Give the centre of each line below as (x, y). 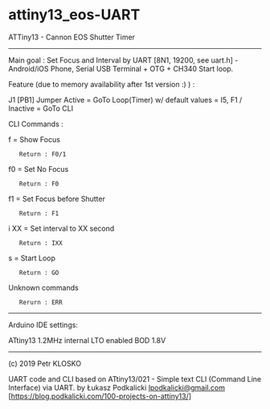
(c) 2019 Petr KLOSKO (45, 363)
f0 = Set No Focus (39, 169)
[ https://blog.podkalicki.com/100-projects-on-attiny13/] (100, 396)
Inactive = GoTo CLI (41, 108)
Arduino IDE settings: (43, 325)
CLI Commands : (36, 124)
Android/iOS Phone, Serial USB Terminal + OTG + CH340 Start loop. (121, 68)
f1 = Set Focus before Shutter (57, 198)
